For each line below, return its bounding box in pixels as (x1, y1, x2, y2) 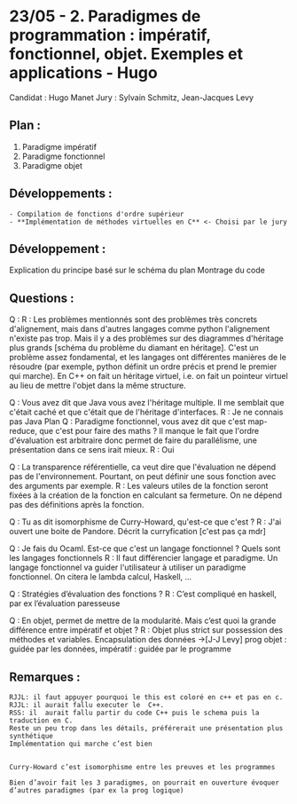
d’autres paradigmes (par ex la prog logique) (9, 786, 184, 795)
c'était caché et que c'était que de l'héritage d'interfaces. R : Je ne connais (9, 406, 284, 418)
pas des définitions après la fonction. (9, 500, 145, 510)
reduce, (9, 426, 38, 437)
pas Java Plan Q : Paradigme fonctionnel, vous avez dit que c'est (9, 416, 246, 427)
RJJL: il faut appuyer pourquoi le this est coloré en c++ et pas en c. (9, 693, 284, 702)
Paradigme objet (21, 160, 82, 170)
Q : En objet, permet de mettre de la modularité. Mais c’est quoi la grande (9, 615, 277, 627)
